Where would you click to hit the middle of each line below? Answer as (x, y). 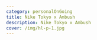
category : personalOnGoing (39, 11)
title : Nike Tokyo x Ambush (41, 17)
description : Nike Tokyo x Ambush (49, 22)
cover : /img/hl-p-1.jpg (35, 28)
